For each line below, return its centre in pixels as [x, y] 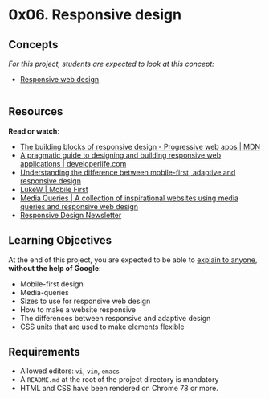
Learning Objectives [60, 240]
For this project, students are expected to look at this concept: [111, 64]
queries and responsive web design [79, 206]
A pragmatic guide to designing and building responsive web [120, 155]
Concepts [33, 45]
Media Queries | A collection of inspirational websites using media [129, 198]
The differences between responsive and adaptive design [115, 318]
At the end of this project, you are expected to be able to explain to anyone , [133, 260]
